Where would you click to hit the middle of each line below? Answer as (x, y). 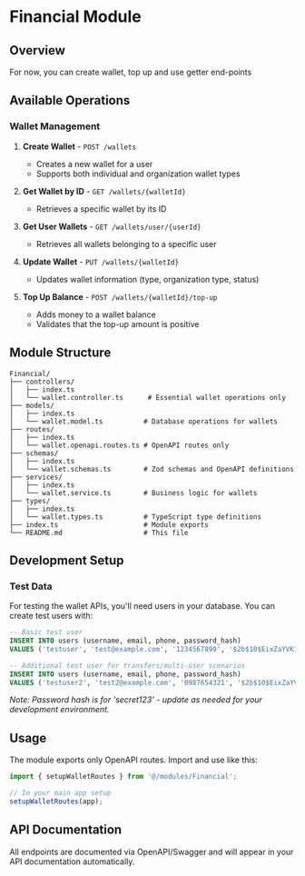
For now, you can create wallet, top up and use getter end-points (131, 72)
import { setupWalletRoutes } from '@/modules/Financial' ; (123, 777)
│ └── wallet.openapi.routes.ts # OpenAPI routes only (119, 445)
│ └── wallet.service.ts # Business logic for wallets (133, 493)
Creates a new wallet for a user (94, 164)
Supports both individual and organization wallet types (138, 174)
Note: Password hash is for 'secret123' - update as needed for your (136, 700)
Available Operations (70, 100)
